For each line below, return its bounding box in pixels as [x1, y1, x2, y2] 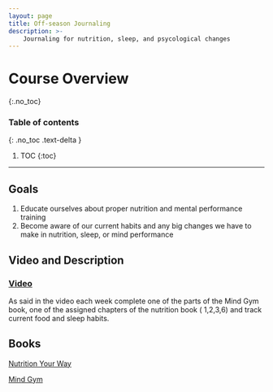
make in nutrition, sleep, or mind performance [19, 229, 174, 240]
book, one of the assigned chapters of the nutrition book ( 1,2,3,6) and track [8, 304, 262, 314]
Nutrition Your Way [8, 359, 71, 368]
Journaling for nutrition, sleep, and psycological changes [23, 34, 231, 43]
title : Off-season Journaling [8, 20, 111, 28]
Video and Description [8, 253, 124, 267]
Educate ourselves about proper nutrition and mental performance [19, 204, 243, 214]
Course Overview [8, 70, 129, 88]
